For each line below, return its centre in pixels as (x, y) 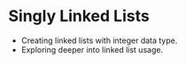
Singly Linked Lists (79, 16)
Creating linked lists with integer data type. (99, 40)
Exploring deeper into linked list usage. (92, 49)
